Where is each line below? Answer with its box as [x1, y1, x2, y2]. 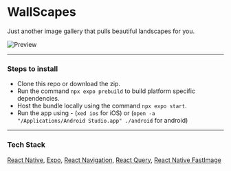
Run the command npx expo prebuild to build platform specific [16, 87, 196, 95]
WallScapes [7, 4, 77, 20]
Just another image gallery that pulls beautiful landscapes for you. [7, 27, 195, 35]
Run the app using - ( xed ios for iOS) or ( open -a [16, 109, 155, 117]
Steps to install [7, 63, 58, 73]
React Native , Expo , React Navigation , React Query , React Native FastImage [7, 156, 221, 164]
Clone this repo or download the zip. [16, 80, 120, 88]
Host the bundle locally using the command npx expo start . [16, 101, 187, 110]
